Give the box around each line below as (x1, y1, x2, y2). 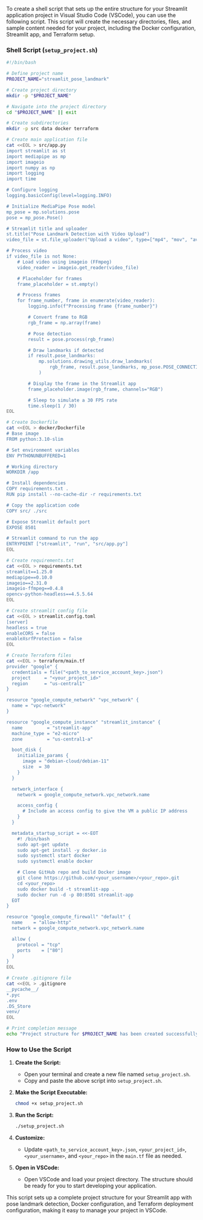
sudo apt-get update (17, 842, 69, 848)
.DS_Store (6, 1003, 31, 1009)
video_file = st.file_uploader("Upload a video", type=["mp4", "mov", (6, 237, 188, 243)
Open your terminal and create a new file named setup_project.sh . (24, 1071, 191, 1078)
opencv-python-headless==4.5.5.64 (6, 591, 94, 597)
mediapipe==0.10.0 (6, 574, 53, 580)
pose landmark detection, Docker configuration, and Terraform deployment (6, 1200, 193, 1207)
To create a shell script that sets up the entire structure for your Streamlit (6, 5, 188, 12)
